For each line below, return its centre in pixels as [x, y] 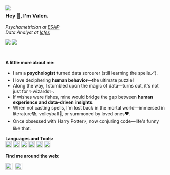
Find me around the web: [33, 156]
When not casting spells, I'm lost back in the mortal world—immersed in [89, 108]
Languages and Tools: [30, 139]
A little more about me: [30, 63]
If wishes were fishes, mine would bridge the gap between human [83, 97]
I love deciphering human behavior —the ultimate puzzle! [73, 80]
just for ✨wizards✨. [34, 91]
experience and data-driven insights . [53, 102]
